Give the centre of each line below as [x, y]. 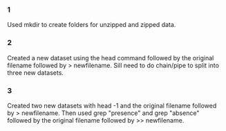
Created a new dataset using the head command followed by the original [111, 58]
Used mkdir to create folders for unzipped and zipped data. [92, 25]
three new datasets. [36, 72]
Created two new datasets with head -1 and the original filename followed [112, 105]
